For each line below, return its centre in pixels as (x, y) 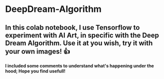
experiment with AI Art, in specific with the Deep (82, 35)
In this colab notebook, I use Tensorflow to (73, 28)
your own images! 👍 (38, 51)
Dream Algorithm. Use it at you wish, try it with (79, 43)
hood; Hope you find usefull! (35, 71)
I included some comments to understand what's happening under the (80, 66)
